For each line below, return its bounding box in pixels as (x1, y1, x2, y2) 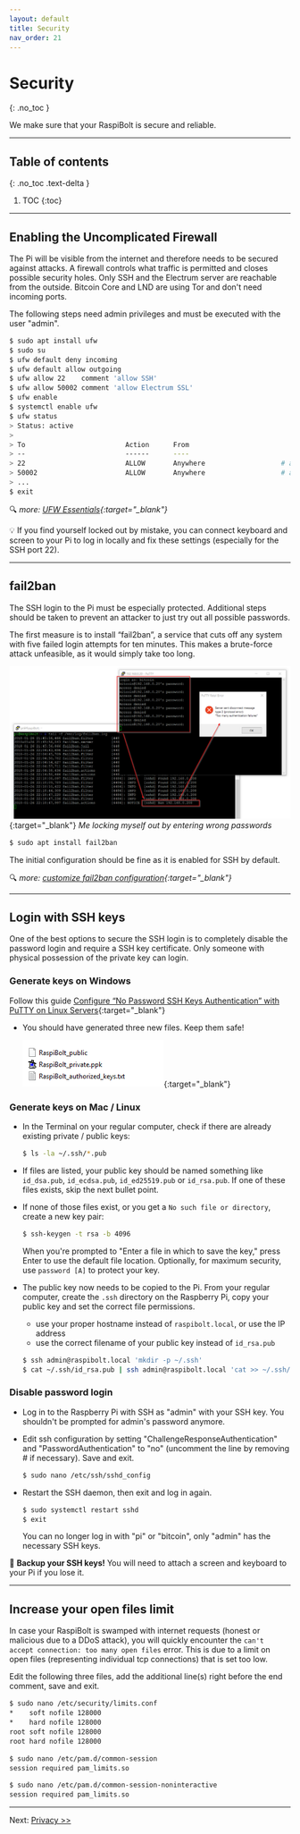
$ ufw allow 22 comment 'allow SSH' (9, 374, 158, 384)
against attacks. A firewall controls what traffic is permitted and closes (9, 262, 269, 273)
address (35, 1328, 66, 1339)
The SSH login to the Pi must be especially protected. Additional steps (9, 602, 267, 613)
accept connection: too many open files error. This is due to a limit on (9, 1644, 271, 1655)
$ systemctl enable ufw (9, 402, 98, 411)
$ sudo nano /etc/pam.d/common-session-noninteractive (9, 1780, 218, 1790)
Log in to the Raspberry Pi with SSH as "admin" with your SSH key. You (21, 1407, 285, 1417)
